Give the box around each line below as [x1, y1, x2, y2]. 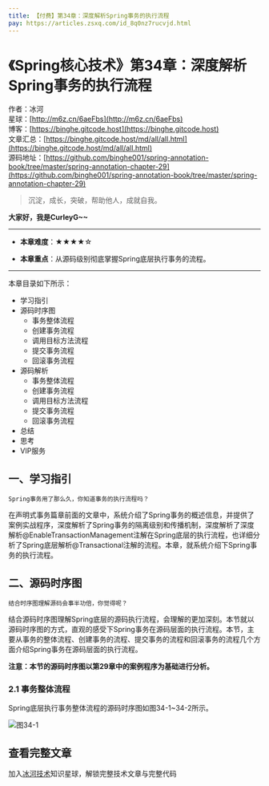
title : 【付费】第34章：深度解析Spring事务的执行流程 [8, 11, 170, 20]
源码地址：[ [8, 153, 46, 163]
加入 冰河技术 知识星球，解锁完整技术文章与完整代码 [8, 769, 177, 779]
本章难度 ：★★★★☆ [19, 237, 92, 247]
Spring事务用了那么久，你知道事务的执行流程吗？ [8, 495, 150, 504]
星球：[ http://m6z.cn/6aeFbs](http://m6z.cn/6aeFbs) [8, 114, 183, 124]
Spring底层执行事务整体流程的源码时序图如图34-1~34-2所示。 [8, 703, 214, 713]
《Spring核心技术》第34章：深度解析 [8, 56, 247, 75]
